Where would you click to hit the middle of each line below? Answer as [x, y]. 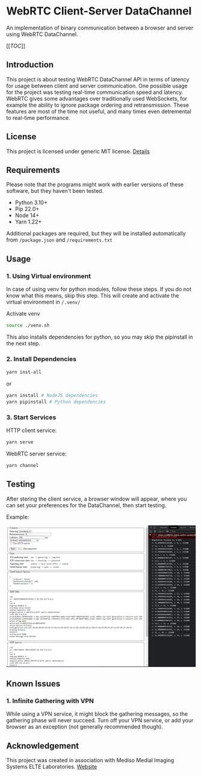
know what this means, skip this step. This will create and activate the [93, 296]
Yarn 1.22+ [28, 222]
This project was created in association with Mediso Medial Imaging [90, 760]
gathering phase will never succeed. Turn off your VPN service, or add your [100, 721]
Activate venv [23, 314]
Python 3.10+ [31, 202]
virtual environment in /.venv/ [43, 302]
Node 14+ [27, 216]
